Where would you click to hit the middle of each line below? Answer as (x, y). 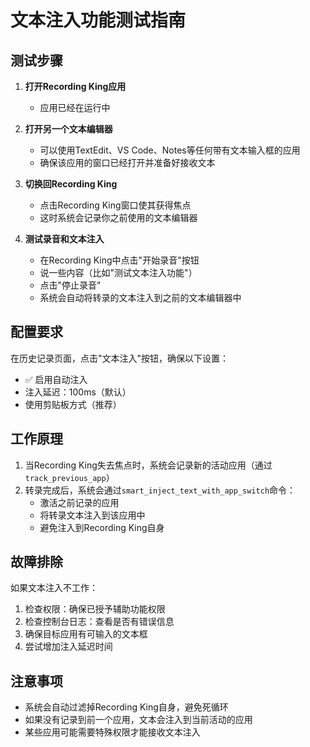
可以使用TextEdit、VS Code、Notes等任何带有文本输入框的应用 (170, 150)
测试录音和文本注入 (64, 239)
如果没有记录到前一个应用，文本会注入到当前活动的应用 (138, 720)
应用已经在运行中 (75, 107)
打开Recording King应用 (75, 86)
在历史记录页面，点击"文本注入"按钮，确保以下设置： (120, 358)
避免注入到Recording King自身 (102, 527)
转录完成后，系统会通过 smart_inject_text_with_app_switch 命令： (160, 490)
